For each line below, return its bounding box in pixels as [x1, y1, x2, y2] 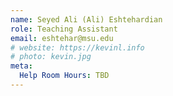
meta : [10, 61, 33, 71]
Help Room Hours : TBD [19, 71, 110, 81]
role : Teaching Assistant [10, 24, 118, 34]
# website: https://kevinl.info [10, 42, 145, 53]
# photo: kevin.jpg [10, 52, 92, 62]
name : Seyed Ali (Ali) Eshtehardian [10, 14, 163, 25]
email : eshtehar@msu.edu [10, 33, 114, 43]
